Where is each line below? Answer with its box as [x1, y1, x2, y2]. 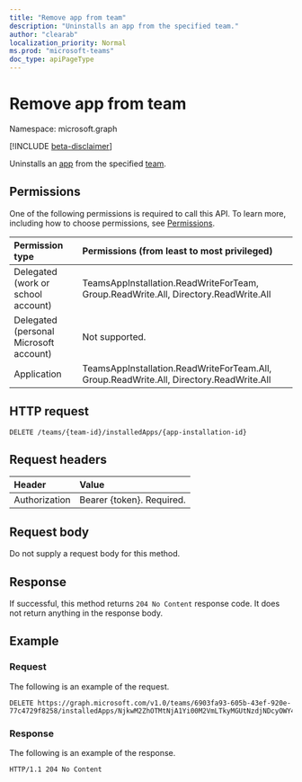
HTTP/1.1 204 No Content [9, 765, 102, 774]
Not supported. [82, 330, 147, 342]
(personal [13, 324, 55, 337]
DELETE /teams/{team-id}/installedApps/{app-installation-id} [9, 428, 247, 437]
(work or [13, 276, 50, 289]
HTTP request [9, 404, 90, 419]
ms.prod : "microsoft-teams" [9, 47, 115, 56]
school [13, 288, 43, 300]
